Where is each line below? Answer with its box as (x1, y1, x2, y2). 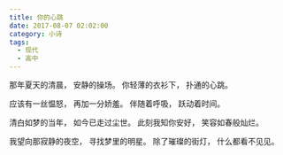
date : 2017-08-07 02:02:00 (9, 21, 109, 30)
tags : (9, 37, 29, 47)
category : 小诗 (9, 29, 63, 38)
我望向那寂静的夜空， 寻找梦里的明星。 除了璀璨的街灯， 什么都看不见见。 (9, 136, 279, 146)
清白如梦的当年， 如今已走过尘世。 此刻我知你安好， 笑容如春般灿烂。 (9, 117, 264, 128)
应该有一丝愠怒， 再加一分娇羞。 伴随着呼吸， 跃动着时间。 (9, 98, 226, 109)
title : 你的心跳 (9, 12, 64, 22)
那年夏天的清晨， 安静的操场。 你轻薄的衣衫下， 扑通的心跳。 (9, 80, 233, 89)
